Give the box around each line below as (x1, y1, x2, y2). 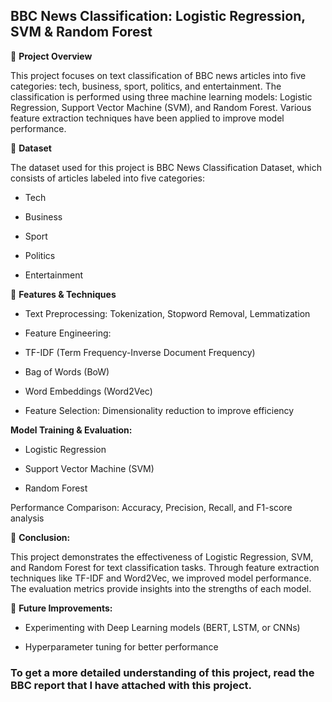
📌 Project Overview (10, 50, 93, 62)
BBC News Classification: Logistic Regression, (10, 8, 306, 25)
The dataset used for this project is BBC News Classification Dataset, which (10, 161, 323, 173)
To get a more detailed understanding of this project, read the (10, 665, 315, 679)
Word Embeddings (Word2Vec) (24, 385, 153, 397)
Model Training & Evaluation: (10, 424, 133, 436)
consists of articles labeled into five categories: (10, 172, 206, 184)
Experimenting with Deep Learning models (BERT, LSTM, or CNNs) (24, 621, 301, 633)
